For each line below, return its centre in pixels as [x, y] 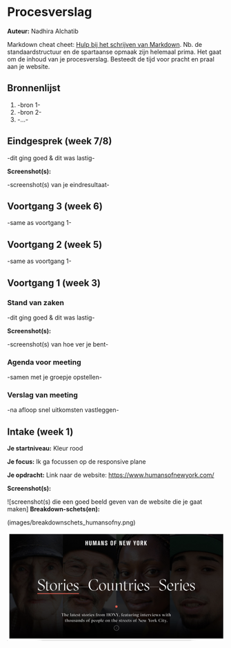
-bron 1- [29, 105]
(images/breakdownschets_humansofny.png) [71, 522]
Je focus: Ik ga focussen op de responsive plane [77, 462]
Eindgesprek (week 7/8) [60, 141]
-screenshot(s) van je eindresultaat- [58, 184]
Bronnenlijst [34, 88]
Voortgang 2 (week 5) [55, 245]
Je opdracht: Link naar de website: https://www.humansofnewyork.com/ [111, 475]
